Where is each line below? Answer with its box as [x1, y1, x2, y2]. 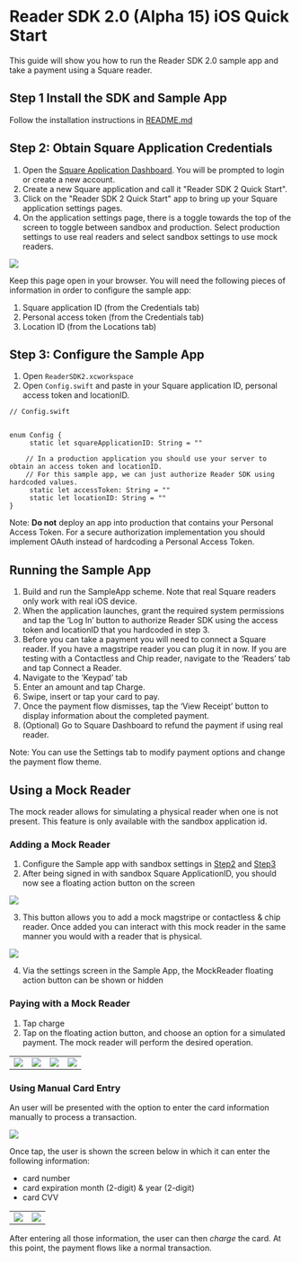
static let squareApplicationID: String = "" [29, 438, 203, 448]
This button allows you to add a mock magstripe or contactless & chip [22, 912, 281, 922]
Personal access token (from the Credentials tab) [22, 312, 205, 322]
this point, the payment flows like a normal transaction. [9, 1242, 213, 1253]
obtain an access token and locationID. [9, 463, 163, 472]
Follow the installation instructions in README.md [9, 114, 193, 125]
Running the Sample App [9, 562, 151, 578]
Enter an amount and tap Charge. [22, 682, 146, 693]
